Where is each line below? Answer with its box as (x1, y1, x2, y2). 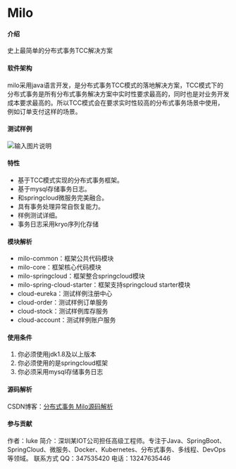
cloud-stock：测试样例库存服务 (17, 307, 108, 316)
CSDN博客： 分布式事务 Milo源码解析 (7, 402, 113, 411)
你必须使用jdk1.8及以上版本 (17, 350, 97, 359)
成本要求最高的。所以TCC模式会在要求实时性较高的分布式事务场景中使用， (7, 98, 224, 107)
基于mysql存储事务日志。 (17, 185, 92, 193)
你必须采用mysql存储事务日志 (17, 368, 104, 376)
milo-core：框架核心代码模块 (17, 263, 102, 271)
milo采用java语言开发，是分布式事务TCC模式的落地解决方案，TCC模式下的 (7, 81, 224, 89)
